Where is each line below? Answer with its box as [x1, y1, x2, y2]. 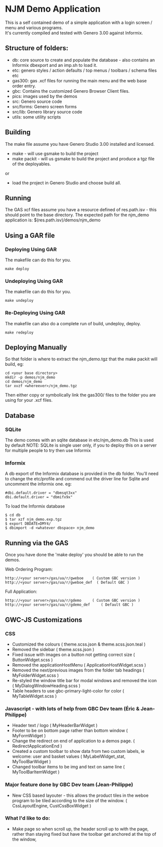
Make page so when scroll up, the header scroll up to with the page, [12, 826, 149, 832]
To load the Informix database [5, 503, 65, 509]
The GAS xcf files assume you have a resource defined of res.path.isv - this [5, 207, 157, 213]
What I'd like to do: [5, 815, 50, 822]
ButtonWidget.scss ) [12, 657, 53, 663]
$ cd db [5, 513, 21, 518]
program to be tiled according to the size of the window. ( [12, 797, 127, 803]
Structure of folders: [5, 44, 69, 52]
